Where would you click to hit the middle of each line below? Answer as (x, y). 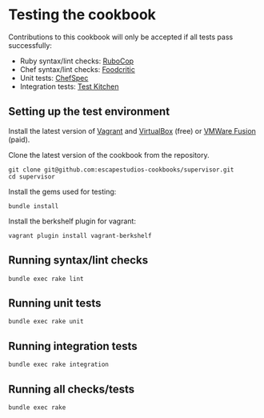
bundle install (34, 206)
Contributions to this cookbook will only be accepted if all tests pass (121, 37)
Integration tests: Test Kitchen (69, 86)
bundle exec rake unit (46, 322)
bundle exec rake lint (46, 279)
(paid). (19, 139)
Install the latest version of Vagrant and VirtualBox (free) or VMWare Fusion (132, 131)
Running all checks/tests (72, 389)
